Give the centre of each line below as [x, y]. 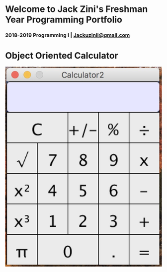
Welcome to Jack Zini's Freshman [77, 9]
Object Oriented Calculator [62, 56]
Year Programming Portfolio [64, 20]
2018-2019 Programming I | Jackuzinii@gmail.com [68, 35]
